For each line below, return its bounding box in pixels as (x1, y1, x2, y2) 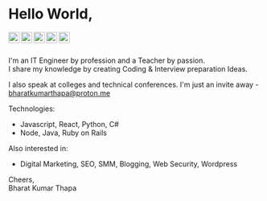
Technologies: (8, 104, 55, 113)
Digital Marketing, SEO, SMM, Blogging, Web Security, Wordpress (19, 158, 238, 169)
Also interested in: (8, 143, 68, 153)
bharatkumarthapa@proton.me (8, 88, 111, 97)
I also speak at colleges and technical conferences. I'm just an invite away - (8, 80, 259, 89)
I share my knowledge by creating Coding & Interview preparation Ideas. (8, 64, 248, 73)
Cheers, (8, 174, 35, 184)
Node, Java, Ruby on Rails (19, 128, 107, 137)
